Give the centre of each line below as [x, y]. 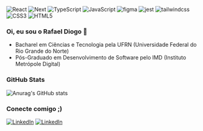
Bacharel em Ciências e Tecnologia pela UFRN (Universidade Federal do [106, 45]
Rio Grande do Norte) [42, 51]
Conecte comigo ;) [34, 109]
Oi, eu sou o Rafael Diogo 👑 [47, 32]
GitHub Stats [26, 80]
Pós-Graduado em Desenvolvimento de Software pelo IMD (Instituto [101, 58]
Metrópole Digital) [38, 64]
